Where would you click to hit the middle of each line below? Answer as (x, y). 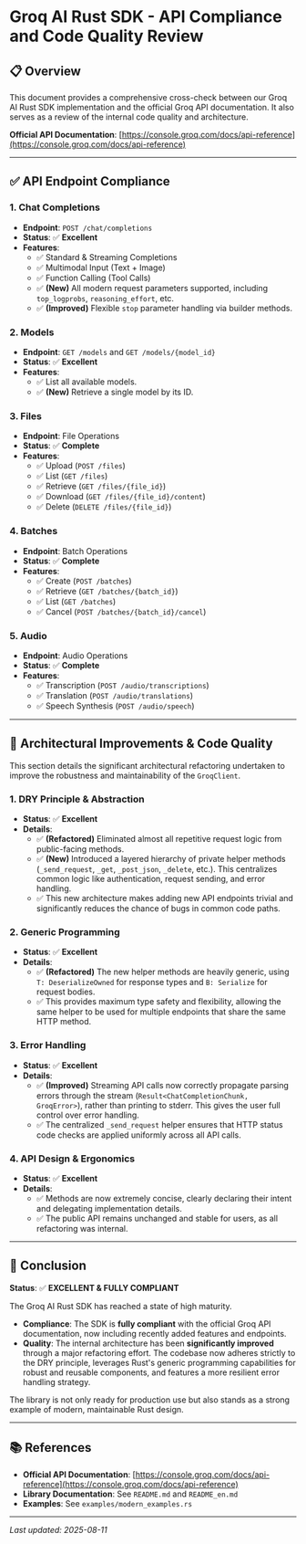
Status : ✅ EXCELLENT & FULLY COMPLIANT (94, 1287)
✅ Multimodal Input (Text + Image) (101, 268)
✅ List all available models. (87, 382)
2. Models (32, 332)
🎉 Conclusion (48, 1266)
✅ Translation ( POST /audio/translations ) (115, 695)
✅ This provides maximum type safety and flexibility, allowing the (158, 1002)
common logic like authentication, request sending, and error (151, 878)
